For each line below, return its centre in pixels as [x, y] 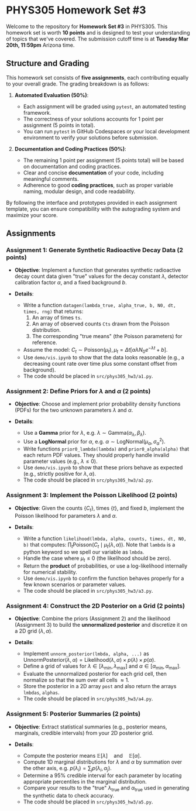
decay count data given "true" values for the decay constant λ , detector [101, 276]
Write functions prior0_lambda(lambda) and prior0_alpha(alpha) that [106, 449]
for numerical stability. [50, 572]
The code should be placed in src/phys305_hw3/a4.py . [88, 699]
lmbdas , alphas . [41, 693]
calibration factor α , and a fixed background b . [71, 283]
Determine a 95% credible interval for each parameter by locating [102, 775]
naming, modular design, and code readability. [79, 191]
